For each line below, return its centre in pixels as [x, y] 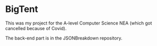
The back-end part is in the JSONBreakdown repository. [64, 38]
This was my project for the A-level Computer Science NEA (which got [78, 23]
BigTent [22, 9]
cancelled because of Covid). [36, 28]
